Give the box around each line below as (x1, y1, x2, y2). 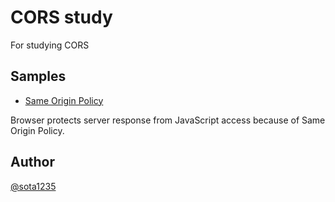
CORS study (10, 6, 113, 29)
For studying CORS (10, 39, 90, 51)
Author (10, 154, 55, 171)
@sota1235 (10, 180, 57, 192)
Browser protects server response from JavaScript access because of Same (10, 114, 326, 126)
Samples (10, 68, 67, 85)
